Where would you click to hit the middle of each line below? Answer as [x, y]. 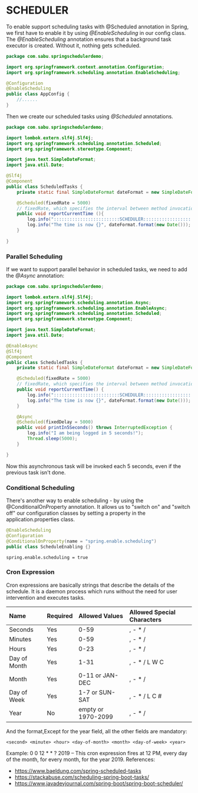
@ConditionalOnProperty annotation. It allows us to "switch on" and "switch [98, 507]
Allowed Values [101, 616]
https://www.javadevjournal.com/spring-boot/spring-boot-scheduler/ [99, 783]
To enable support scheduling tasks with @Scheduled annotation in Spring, [98, 27]
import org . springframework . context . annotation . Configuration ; [85, 67]
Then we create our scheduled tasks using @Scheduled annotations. [90, 116]
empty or [91, 709]
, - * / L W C [146, 662]
